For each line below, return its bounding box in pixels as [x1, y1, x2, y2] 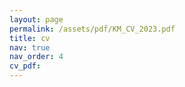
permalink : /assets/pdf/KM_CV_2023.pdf [9, 24, 176, 34]
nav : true [9, 42, 51, 53]
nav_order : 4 [9, 52, 64, 62]
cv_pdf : [9, 61, 42, 71]
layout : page [9, 14, 64, 25]
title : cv [9, 33, 51, 43]
